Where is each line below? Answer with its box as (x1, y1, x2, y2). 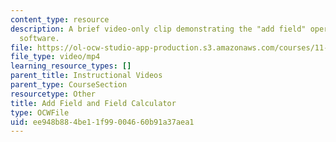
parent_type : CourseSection (10, 80, 128, 90)
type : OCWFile (10, 107, 70, 118)
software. (19, 33, 60, 43)
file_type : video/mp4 (10, 52, 101, 62)
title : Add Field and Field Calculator (10, 98, 177, 108)
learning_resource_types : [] (10, 61, 132, 71)
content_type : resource (10, 14, 110, 25)
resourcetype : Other (10, 89, 97, 99)
